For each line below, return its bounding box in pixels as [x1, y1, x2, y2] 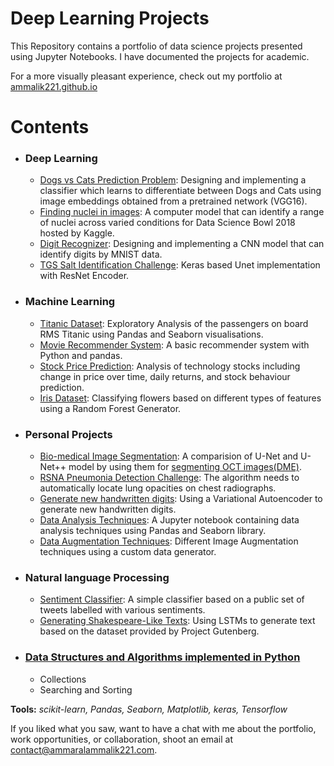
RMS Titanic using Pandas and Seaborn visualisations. [39, 328, 264, 340]
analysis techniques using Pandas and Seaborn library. [39, 525, 267, 537]
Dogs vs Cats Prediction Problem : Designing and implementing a [39, 174, 307, 186]
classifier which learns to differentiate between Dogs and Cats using [39, 185, 322, 197]
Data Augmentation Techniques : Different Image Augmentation [39, 535, 299, 547]
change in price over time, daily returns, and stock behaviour [39, 370, 291, 382]
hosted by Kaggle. [39, 227, 115, 239]
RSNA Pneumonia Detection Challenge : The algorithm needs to [39, 472, 300, 484]
